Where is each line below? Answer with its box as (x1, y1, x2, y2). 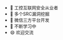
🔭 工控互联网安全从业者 (9, 5, 58, 10)
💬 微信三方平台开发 (9, 17, 49, 23)
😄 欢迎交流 (9, 30, 34, 35)
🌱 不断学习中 (9, 23, 36, 29)
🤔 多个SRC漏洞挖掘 (9, 11, 50, 17)
